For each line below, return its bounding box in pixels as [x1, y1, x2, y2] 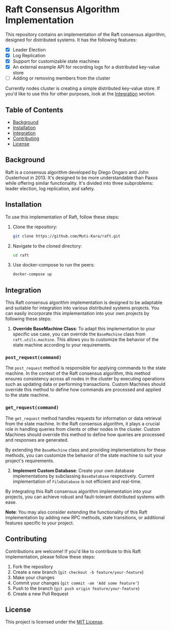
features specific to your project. [5, 520, 74, 526]
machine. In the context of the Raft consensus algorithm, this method [5, 370, 151, 376]
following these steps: [5, 316, 52, 322]
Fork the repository [12, 563, 54, 570]
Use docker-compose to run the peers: [12, 262, 95, 268]
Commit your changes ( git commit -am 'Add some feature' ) [12, 579, 139, 586]
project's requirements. [5, 457, 55, 464]
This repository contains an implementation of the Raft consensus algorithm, [5, 31, 166, 37]
